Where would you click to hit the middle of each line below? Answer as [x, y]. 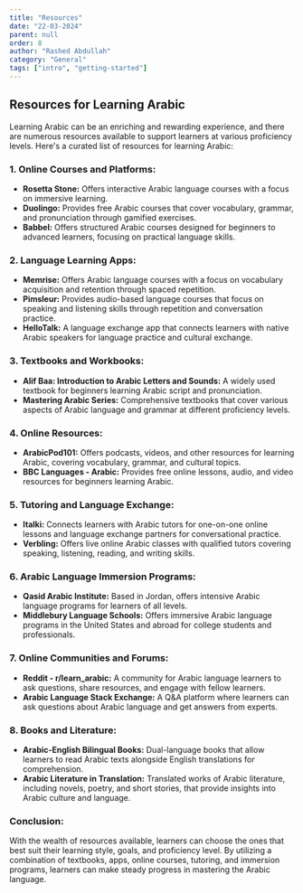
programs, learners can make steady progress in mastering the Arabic [140, 869]
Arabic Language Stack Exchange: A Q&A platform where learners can [156, 697]
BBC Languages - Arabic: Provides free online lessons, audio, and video [158, 472]
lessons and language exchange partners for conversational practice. [152, 534]
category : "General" [48, 60]
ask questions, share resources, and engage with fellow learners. [144, 687]
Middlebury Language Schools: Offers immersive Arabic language [147, 616]
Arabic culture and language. [76, 798]
